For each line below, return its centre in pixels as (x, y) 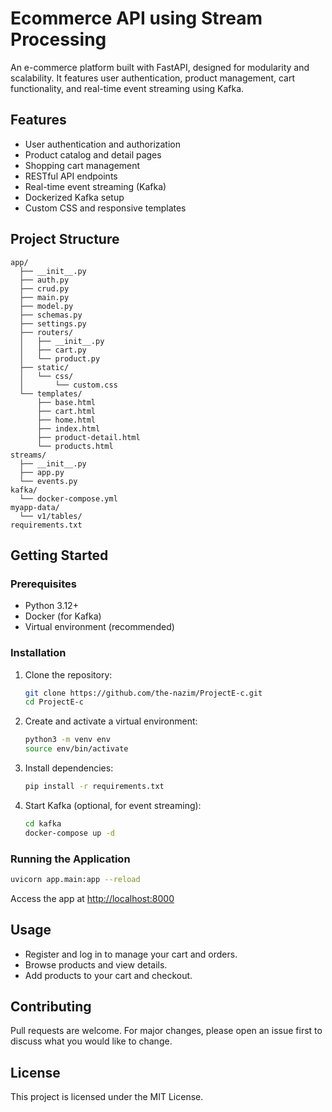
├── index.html (68, 428)
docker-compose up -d (69, 833)
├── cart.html (66, 411)
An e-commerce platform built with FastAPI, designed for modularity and (160, 67)
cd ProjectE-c (54, 702)
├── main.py (44, 297)
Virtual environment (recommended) (99, 627)
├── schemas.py (51, 315)
